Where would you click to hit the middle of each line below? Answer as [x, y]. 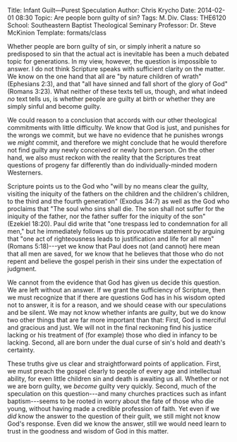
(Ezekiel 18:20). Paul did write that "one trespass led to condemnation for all [117, 224]
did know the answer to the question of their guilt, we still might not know [114, 416]
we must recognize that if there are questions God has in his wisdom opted [116, 297]
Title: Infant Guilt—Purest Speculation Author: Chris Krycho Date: [102, 10]
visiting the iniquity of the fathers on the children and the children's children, [118, 194]
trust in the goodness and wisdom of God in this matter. [88, 431]
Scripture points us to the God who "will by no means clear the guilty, [108, 186]
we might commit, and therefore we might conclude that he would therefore [117, 143]
